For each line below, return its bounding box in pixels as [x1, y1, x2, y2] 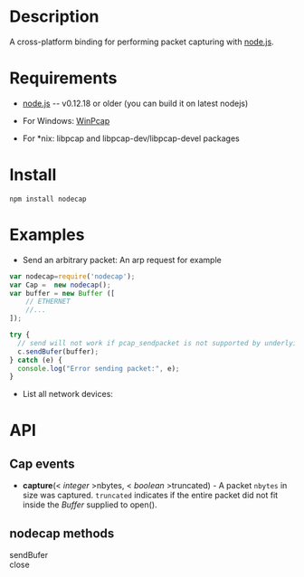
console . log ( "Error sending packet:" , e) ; [17, 364, 180, 373]
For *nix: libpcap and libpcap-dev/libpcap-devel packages [22, 133, 240, 144]
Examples [9, 224, 85, 245]
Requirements [9, 68, 118, 89]
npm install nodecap [9, 194, 88, 203]
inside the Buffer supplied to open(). [22, 499, 157, 510]
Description [9, 6, 100, 27]
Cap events [9, 456, 75, 471]
